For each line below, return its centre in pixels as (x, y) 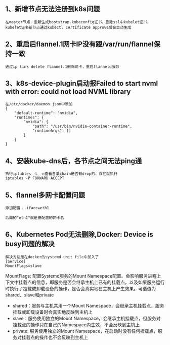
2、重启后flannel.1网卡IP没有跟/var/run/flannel (79, 44)
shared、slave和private (30, 295)
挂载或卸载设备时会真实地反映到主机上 (52, 312)
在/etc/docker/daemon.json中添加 (39, 104)
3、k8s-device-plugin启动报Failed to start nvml (82, 83)
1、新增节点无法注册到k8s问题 (53, 9)
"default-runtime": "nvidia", (46, 113)
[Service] (16, 261)
